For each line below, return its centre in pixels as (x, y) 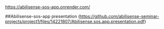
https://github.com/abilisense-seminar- (119, 16)
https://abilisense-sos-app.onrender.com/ (48, 7)
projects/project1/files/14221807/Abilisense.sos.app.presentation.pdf (75, 22)
